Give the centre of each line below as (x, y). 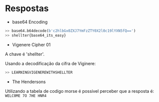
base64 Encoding (30, 22)
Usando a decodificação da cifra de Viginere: (51, 63)
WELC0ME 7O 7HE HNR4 (26, 96)
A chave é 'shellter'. (25, 54)
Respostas (27, 8)
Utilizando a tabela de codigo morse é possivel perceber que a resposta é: (80, 91)
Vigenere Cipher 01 (31, 45)
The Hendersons (29, 82)
